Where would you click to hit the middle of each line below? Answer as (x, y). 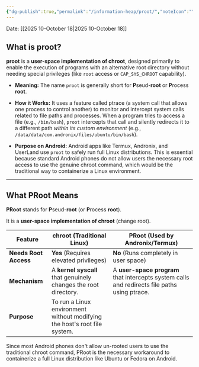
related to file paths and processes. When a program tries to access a (100, 115)
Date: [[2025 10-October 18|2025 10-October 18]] (67, 28)
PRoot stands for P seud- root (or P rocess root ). (64, 210)
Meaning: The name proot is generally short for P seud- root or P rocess (102, 85)
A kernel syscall (74, 270)
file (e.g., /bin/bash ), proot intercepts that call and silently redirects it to (102, 122)
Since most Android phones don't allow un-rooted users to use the (87, 346)
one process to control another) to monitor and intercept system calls (99, 110)
